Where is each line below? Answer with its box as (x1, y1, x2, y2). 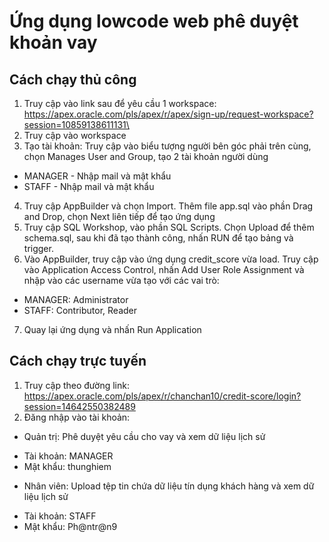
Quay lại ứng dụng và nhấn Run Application (23, 324, 202, 335)
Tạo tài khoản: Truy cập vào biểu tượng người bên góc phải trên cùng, (23, 140, 312, 152)
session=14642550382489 (23, 400, 136, 412)
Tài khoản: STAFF (23, 510, 97, 522)
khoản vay (9, 31, 98, 54)
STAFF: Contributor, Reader (23, 305, 138, 316)
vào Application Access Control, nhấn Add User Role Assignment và (23, 264, 305, 275)
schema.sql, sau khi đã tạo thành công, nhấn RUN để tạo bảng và (23, 232, 294, 244)
